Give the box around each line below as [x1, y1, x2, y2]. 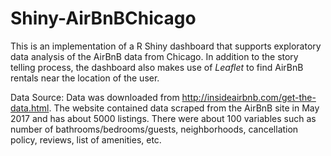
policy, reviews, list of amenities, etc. [10, 133, 162, 146]
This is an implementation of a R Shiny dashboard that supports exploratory [10, 40, 322, 52]
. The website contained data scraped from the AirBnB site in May [48, 102, 320, 114]
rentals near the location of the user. [10, 72, 160, 84]
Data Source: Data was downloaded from [10, 91, 180, 103]
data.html [10, 102, 50, 114]
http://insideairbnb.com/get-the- [181, 91, 317, 103]
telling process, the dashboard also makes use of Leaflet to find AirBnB [10, 61, 304, 73]
